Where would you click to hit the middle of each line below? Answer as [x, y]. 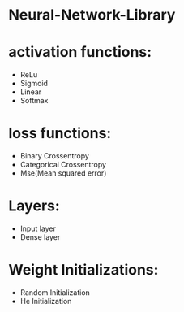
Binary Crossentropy [54, 156]
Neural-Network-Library [92, 15]
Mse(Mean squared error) [63, 173]
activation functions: [80, 52]
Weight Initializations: [83, 270]
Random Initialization [55, 292]
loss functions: [60, 134]
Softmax [34, 101]
